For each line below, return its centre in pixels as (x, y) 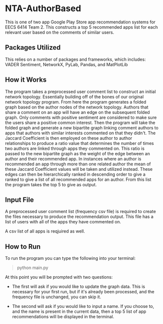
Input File (19, 200)
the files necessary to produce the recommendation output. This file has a (79, 216)
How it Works (26, 80)
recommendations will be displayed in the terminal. (63, 317)
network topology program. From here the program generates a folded (76, 102)
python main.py (33, 268)
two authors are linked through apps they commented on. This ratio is (75, 148)
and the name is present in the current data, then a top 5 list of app (79, 311)
